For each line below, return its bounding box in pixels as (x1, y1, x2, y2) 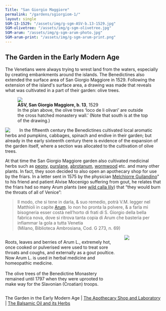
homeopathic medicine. (5, 260, 53, 266)
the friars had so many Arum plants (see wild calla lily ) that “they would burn (5, 184, 161, 190)
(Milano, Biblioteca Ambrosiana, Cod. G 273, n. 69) (17, 225, 121, 231)
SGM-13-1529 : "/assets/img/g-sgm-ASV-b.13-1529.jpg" (5, 21, 116, 26)
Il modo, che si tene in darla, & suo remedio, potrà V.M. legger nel (17, 199, 151, 205)
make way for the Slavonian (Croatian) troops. (5, 281, 99, 287)
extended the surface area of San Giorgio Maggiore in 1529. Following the (5, 77, 155, 83)
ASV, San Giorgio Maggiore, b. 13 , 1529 (17, 102, 99, 108)
